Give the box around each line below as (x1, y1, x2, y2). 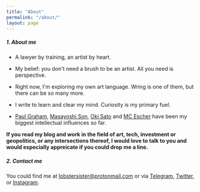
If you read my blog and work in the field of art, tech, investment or (6, 131, 176, 138)
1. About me (6, 38, 37, 46)
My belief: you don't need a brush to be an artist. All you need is (14, 65, 174, 73)
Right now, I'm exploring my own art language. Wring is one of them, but (14, 83, 194, 91)
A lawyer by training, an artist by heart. (14, 53, 111, 61)
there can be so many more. (14, 89, 85, 97)
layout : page (6, 20, 39, 26)
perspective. (14, 71, 46, 79)
